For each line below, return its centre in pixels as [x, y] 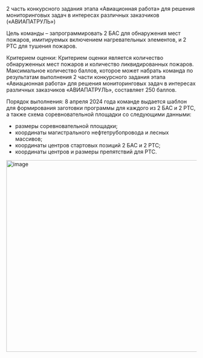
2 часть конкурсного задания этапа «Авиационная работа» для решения [101, 9]
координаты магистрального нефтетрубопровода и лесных [92, 133]
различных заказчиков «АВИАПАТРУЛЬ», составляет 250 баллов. [92, 90]
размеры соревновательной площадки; [66, 126]
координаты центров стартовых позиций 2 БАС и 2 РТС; [88, 145]
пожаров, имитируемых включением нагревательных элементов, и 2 [96, 40]
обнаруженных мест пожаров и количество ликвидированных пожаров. [100, 64]
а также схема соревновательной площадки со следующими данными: [99, 114]
